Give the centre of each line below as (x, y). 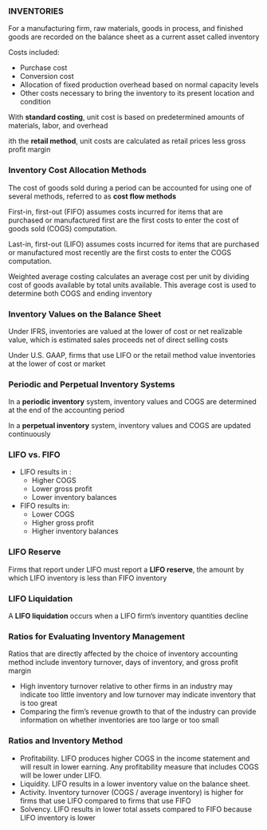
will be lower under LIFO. (61, 775)
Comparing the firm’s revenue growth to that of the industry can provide (138, 712)
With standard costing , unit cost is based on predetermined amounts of (126, 117)
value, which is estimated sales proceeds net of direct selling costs (118, 340)
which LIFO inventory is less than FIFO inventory (88, 578)
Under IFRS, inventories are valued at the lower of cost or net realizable (126, 331)
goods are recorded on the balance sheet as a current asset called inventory (134, 37)
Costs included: (34, 53)
